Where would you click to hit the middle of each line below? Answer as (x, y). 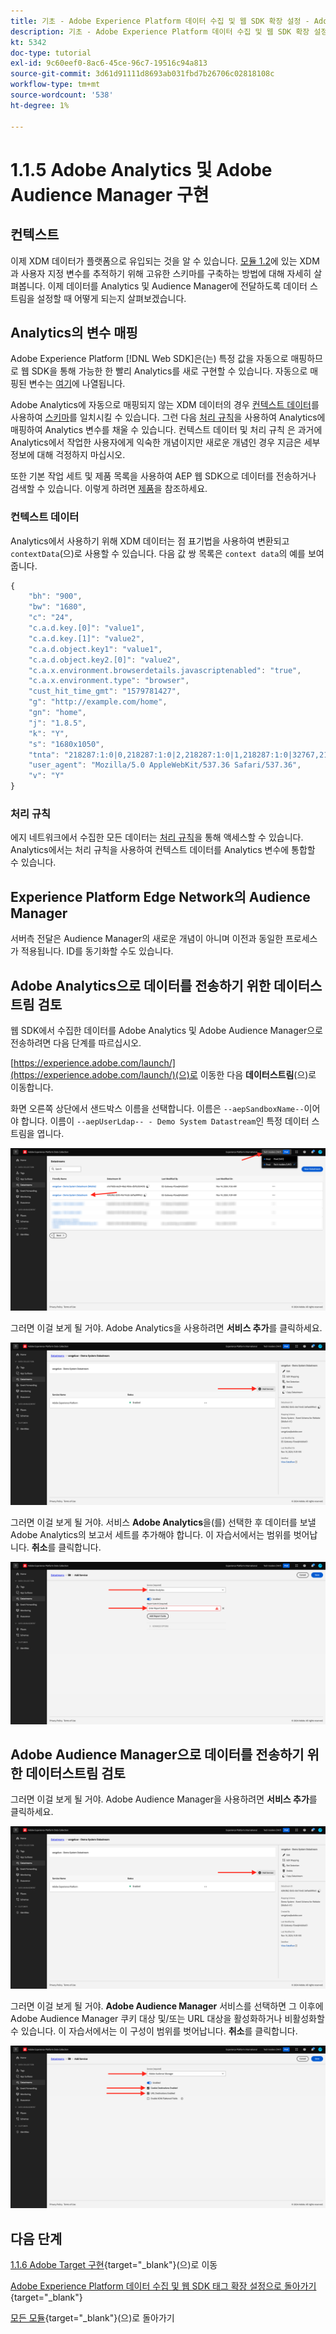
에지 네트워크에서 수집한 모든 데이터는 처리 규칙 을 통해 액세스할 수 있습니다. (157, 837)
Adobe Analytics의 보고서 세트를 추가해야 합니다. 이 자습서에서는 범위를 (151, 1534)
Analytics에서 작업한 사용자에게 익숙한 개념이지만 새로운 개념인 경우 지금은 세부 (165, 442)
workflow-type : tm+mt (55, 85)
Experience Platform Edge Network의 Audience (160, 896)
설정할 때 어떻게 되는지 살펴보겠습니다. (111, 298)
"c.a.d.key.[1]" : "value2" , (86, 638)
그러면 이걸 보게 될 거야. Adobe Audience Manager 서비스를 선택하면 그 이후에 (167, 2006)
